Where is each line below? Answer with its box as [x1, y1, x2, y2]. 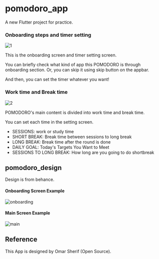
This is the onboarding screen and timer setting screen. [5, 52, 117, 58]
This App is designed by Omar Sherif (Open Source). [5, 248, 112, 254]
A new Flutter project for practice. [5, 19, 73, 25]
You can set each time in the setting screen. [5, 119, 94, 125]
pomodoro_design [5, 163, 62, 172]
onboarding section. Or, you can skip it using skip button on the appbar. [5, 67, 149, 73]
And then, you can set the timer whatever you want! [5, 77, 110, 83]
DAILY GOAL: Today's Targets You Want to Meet [12, 144, 110, 150]
